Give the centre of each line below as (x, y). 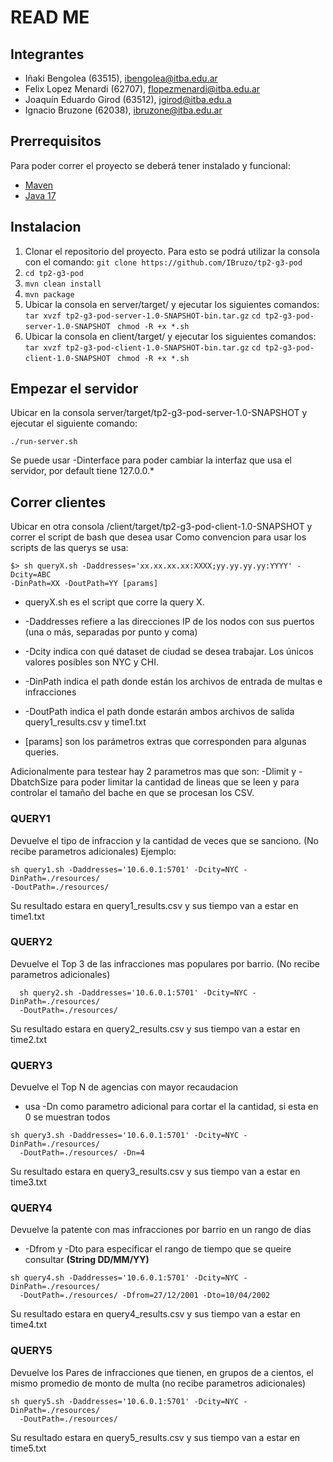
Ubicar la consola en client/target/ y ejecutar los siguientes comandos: (170, 336)
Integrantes (47, 54)
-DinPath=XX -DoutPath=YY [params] (84, 584)
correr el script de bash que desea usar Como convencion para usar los (158, 537)
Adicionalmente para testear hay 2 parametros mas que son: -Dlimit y (153, 772)
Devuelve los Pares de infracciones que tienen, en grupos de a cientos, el (162, 1372)
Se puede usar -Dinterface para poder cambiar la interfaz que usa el (151, 460)
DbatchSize (34, 782)
